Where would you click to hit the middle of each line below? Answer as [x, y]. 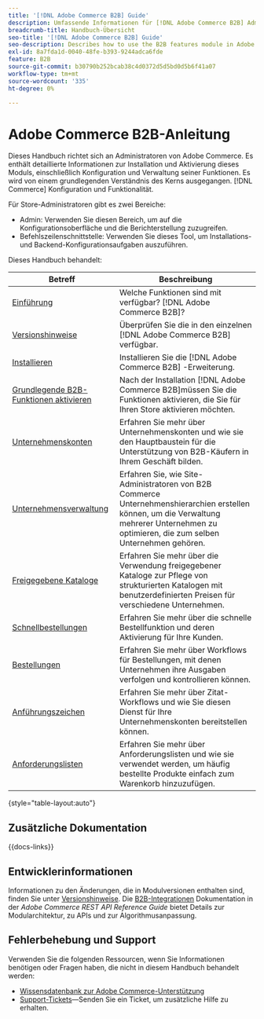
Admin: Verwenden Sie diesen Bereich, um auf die [101, 220]
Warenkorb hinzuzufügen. [167, 784]
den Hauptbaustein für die [167, 442]
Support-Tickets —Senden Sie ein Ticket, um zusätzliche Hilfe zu [124, 999]
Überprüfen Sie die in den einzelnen [185, 325]
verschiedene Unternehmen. [172, 605]
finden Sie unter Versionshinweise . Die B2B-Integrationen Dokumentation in [131, 898]
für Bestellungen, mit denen [170, 660]
